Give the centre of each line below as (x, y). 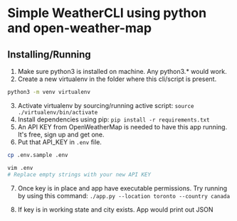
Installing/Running (49, 54)
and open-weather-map (79, 28)
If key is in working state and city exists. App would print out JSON (115, 209)
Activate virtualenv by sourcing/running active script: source (106, 105)
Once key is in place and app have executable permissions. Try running (122, 188)
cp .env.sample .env (38, 155)
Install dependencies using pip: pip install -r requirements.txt (114, 119)
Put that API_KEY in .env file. (59, 142)
